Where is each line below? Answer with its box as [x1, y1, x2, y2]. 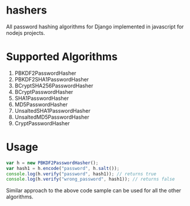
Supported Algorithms [6, 50, 118, 64]
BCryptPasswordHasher [14, 88, 74, 95]
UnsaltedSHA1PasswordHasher [14, 107, 91, 114]
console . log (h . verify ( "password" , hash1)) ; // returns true [6, 171, 157, 177]
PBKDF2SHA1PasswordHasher [14, 76, 89, 83]
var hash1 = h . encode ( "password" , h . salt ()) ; [6, 165, 119, 171]
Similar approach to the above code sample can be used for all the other [6, 187, 181, 194]
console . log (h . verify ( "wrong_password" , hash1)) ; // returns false [6, 176, 175, 182]
